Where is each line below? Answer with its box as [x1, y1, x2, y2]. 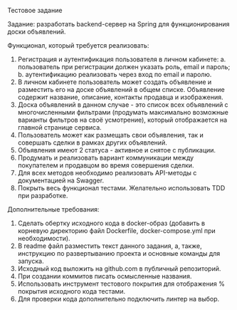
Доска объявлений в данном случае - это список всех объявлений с [17, 100, 229, 109]
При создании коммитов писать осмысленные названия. [17, 272, 192, 280]
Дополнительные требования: [7, 205, 100, 213]
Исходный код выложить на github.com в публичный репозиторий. [17, 264, 221, 273]
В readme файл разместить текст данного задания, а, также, [17, 242, 203, 250]
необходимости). [17, 234, 70, 242]
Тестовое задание [7, 6, 63, 14]
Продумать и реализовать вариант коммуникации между [17, 153, 194, 162]
